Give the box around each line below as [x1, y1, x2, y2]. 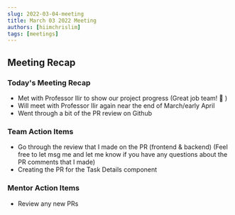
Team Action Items [7, 126, 74, 136]
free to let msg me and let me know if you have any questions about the [17, 150, 228, 159]
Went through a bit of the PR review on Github [17, 109, 153, 117]
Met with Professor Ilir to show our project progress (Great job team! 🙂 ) [17, 94, 228, 102]
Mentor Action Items [7, 183, 80, 193]
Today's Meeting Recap [7, 77, 91, 87]
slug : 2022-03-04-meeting [7, 10, 84, 18]
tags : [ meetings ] [7, 30, 59, 38]
